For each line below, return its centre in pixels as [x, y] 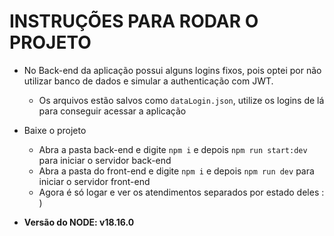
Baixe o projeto [55, 130]
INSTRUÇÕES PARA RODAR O [134, 21]
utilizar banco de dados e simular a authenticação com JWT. [148, 81]
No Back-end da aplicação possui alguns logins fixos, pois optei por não [172, 70]
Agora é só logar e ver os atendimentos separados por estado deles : [181, 192]
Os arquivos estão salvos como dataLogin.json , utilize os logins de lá [181, 100]
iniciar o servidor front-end [94, 181]
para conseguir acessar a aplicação [112, 111]
